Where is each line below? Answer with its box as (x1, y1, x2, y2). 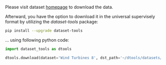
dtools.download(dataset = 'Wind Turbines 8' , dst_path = (5, 55, 121, 60)
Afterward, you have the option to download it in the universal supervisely (5, 14, 156, 19)
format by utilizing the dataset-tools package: (5, 19, 98, 24)
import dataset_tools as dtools (5, 46, 72, 51)
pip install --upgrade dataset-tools (5, 28, 83, 33)
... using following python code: (5, 37, 69, 43)
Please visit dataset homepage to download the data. (5, 4, 114, 10)
